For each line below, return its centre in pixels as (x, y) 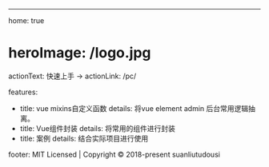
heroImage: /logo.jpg (80, 53)
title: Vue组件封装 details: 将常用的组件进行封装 (98, 128)
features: (23, 92)
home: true (26, 20)
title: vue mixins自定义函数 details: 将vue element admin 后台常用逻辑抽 (138, 108)
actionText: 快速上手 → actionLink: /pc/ (72, 76)
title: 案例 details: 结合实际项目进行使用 (84, 138)
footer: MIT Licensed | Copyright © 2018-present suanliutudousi (114, 154)
